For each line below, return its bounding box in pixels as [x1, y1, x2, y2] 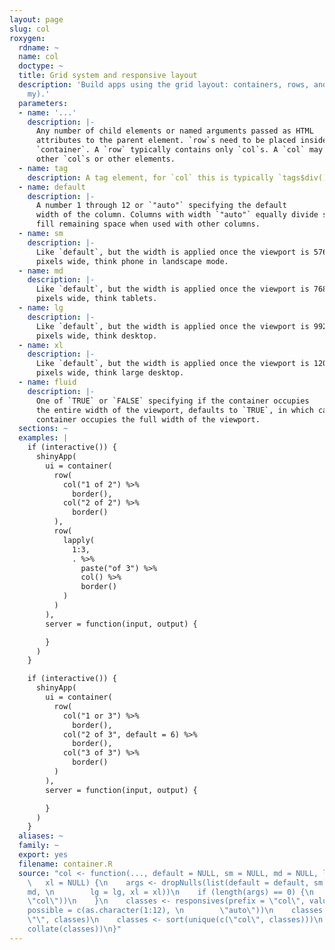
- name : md [18, 266, 64, 276]
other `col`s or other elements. [35, 154, 176, 164]
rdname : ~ [18, 42, 59, 53]
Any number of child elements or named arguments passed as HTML [35, 126, 314, 136]
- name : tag [18, 163, 69, 173]
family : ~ [18, 841, 59, 851]
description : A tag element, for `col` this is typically [27, 172, 274, 183]
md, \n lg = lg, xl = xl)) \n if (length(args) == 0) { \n [27, 887, 314, 897]
